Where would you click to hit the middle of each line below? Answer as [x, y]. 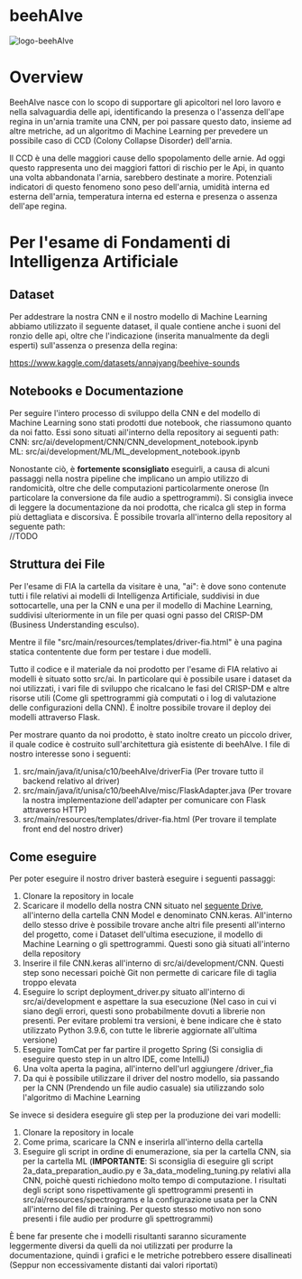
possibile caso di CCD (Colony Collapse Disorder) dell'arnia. [121, 140]
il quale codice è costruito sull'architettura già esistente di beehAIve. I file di [150, 744]
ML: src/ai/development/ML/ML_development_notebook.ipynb [125, 451]
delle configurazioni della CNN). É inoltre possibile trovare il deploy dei [140, 707]
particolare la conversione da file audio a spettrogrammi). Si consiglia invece [151, 497]
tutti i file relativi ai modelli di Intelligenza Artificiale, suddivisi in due [134, 596]
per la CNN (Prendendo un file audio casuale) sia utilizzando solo [143, 1088]
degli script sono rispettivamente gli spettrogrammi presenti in [138, 1190]
